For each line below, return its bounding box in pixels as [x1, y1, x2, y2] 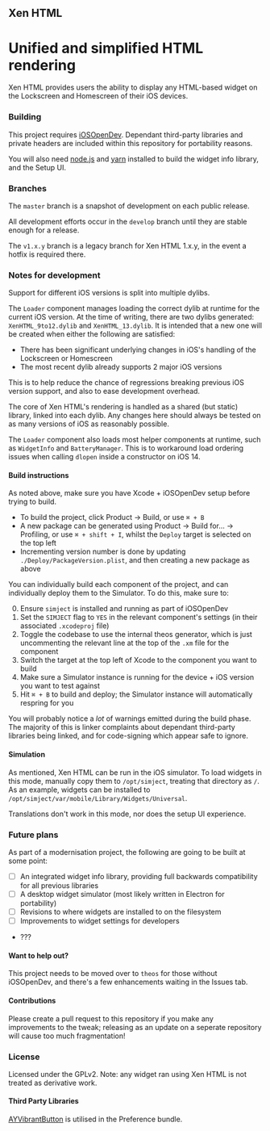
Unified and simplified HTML [8, 39, 204, 57]
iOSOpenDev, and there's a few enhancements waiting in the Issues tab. [8, 977, 248, 987]
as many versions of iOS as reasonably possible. [8, 419, 169, 429]
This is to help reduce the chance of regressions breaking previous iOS [8, 378, 244, 387]
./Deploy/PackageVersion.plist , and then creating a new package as [19, 555, 250, 565]
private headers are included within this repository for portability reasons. [8, 138, 253, 148]
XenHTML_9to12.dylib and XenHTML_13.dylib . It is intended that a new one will [8, 320, 263, 330]
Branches [8, 182, 47, 194]
